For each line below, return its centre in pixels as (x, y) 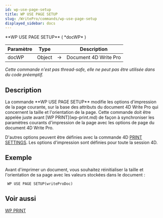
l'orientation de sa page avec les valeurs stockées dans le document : (75, 174)
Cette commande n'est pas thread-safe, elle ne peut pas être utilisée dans (80, 69)
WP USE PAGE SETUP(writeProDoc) (40, 184)
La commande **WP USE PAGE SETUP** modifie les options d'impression (81, 102)
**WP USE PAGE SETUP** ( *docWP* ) (46, 37)
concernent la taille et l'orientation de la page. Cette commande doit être (78, 112)
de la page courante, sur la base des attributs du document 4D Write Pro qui (82, 107)
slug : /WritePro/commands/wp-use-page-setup (51, 19)
